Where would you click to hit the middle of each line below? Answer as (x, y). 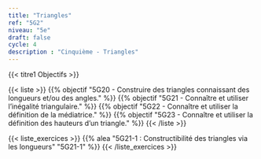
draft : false (29, 37)
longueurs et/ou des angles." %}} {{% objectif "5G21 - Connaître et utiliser (129, 98)
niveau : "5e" (29, 30)
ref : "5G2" (26, 23)
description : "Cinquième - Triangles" (74, 52)
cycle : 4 (22, 45)
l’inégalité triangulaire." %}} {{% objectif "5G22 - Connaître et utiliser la (123, 106)
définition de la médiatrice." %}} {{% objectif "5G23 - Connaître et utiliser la (131, 115)
